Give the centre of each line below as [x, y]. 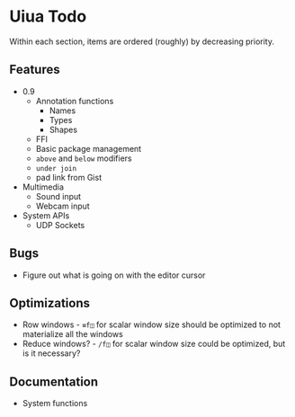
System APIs [46, 215]
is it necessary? [51, 353]
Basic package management [89, 148]
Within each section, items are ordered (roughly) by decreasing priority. [142, 41]
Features [35, 70]
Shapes [63, 129]
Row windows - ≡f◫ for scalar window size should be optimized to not [152, 324]
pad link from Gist [68, 177]
